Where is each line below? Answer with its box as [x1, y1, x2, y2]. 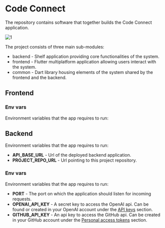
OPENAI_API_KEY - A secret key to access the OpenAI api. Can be [12, 201, 149, 207]
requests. [12, 196, 32, 202]
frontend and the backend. [12, 74, 67, 80]
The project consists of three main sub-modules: [5, 44, 105, 50]
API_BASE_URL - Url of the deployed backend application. [12, 152, 131, 158]
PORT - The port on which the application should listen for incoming [12, 190, 152, 196]
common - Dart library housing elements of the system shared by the [12, 69, 153, 75]
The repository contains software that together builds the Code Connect [5, 19, 152, 25]
